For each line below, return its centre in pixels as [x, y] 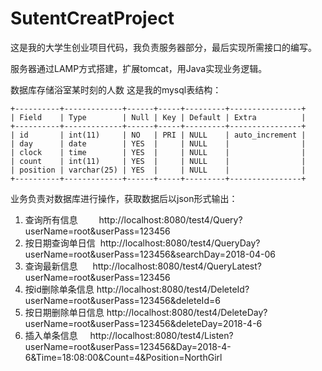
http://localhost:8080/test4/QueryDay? [180, 243]
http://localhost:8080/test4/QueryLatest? [177, 266]
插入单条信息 [51, 335]
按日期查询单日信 [60, 243]
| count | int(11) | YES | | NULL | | [158, 161]
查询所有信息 [51, 219]
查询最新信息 [51, 266]
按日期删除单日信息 [64, 312]
